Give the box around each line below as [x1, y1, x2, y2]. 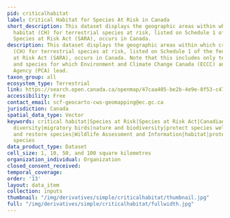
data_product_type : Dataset [7, 144, 88, 150]
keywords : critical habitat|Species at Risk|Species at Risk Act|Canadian [7, 118, 225, 125]
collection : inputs [7, 188, 63, 195]
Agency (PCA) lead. [13, 67, 69, 74]
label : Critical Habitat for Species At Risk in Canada [7, 16, 170, 23]
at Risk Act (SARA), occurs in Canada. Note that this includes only [13, 55, 216, 62]
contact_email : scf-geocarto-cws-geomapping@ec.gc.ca [7, 99, 164, 106]
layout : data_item [7, 182, 60, 189]
